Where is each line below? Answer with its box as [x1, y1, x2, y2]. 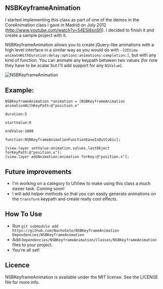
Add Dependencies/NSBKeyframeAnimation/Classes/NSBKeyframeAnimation [12, 236, 157, 242]
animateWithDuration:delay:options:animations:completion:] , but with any [5, 52, 157, 58]
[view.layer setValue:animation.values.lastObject [5, 146, 110, 151]
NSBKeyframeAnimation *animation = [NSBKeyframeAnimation [5, 99, 125, 104]
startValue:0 [5, 120, 32, 126]
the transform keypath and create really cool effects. [12, 196, 118, 202]
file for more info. [5, 279, 40, 285]
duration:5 [5, 112, 27, 117]
